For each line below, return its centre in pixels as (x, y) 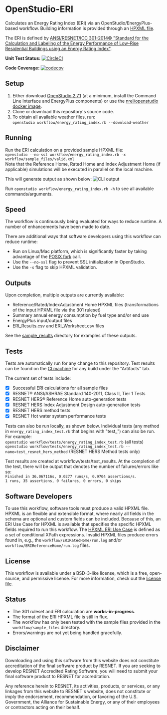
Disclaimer (22, 648)
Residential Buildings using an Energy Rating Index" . (59, 48)
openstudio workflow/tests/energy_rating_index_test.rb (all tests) (74, 442)
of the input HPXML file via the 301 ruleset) (57, 310)
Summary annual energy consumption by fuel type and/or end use (81, 315)
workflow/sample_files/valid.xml (40, 159)
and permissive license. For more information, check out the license (91, 578)
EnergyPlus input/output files (42, 321)
